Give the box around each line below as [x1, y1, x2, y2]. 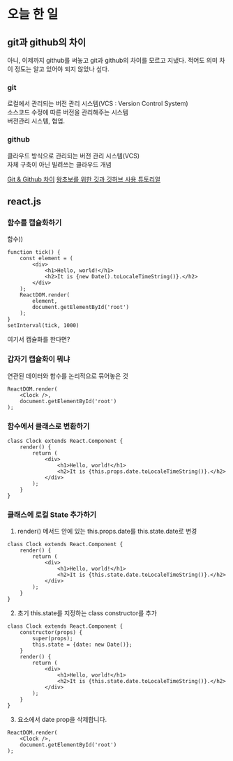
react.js [7, 195, 42, 207]
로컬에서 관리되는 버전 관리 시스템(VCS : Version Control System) [7, 99, 188, 108]
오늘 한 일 [7, 6, 59, 22]
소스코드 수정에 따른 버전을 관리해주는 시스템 [7, 108, 129, 116]
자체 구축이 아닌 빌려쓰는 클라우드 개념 [7, 160, 112, 168]
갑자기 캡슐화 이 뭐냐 [7, 354, 70, 364]
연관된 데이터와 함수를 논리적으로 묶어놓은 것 [7, 371, 129, 380]
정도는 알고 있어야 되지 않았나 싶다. [14, 65, 110, 73]
